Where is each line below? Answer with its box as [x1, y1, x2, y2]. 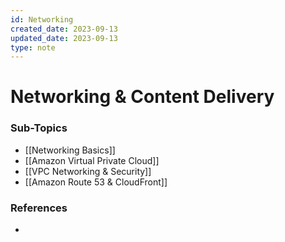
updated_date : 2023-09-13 [10, 33, 118, 43]
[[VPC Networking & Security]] [24, 165, 152, 177]
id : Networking [10, 14, 74, 25]
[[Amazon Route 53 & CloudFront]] [24, 176, 168, 188]
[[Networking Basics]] [24, 144, 116, 156]
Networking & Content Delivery [10, 86, 275, 108]
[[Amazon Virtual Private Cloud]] [24, 154, 160, 166]
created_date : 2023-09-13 [10, 24, 118, 34]
